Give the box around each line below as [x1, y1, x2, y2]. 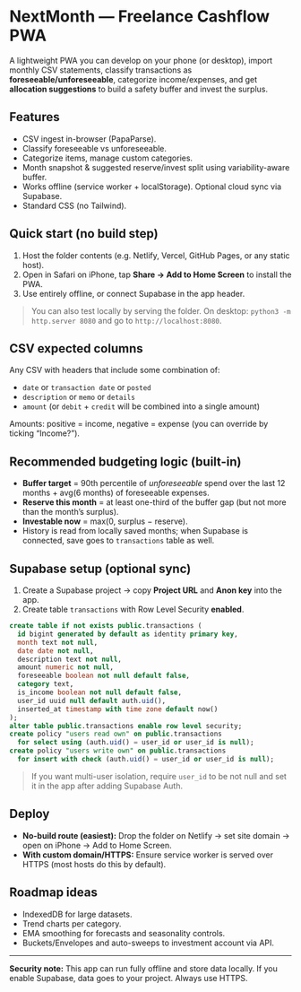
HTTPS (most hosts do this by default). [21, 858, 167, 869]
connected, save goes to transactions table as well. [21, 535, 215, 546]
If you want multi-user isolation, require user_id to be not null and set [30, 770, 287, 781]
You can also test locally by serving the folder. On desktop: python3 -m [30, 305, 291, 316]
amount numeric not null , [17, 663, 115, 672]
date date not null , [17, 646, 94, 656]
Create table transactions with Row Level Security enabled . [21, 604, 245, 614]
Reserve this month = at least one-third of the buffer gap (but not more [21, 497, 287, 508]
